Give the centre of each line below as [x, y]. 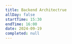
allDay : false [20, 15]
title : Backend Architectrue [36, 10]
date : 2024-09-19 [24, 29]
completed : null [22, 33]
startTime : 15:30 [24, 19]
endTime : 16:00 [21, 24]
